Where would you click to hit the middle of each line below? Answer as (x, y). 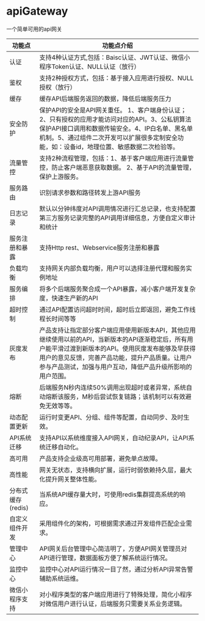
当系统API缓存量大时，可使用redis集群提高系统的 (110, 494)
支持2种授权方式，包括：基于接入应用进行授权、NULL (117, 78)
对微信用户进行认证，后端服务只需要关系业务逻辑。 (113, 603)
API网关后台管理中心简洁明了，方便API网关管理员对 (113, 548)
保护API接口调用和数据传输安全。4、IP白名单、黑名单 (116, 128)
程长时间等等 (58, 318)
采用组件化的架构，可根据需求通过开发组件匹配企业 (113, 523)
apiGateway (37, 11)
